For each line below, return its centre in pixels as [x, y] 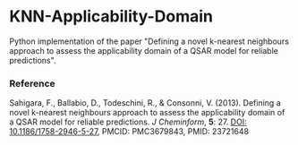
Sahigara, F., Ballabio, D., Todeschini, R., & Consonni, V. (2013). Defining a [145, 103]
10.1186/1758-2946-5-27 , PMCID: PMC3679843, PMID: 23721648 [129, 132]
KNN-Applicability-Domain [111, 17]
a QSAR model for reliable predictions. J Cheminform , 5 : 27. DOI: [128, 122]
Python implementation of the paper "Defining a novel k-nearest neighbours [149, 41]
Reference [32, 83]
